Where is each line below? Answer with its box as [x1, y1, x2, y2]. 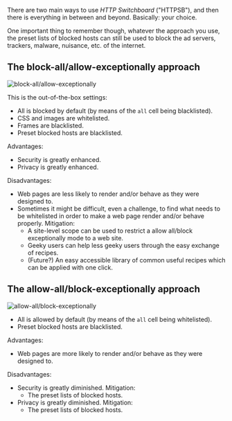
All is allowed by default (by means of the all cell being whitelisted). [17, 315, 213, 323]
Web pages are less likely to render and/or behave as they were [17, 190, 199, 198]
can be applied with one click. [27, 263, 113, 271]
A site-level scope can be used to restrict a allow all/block [27, 226, 193, 235]
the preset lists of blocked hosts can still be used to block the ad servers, [7, 34, 216, 42]
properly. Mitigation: [17, 219, 75, 227]
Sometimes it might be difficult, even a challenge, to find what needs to [17, 204, 220, 213]
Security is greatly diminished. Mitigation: [17, 384, 136, 392]
